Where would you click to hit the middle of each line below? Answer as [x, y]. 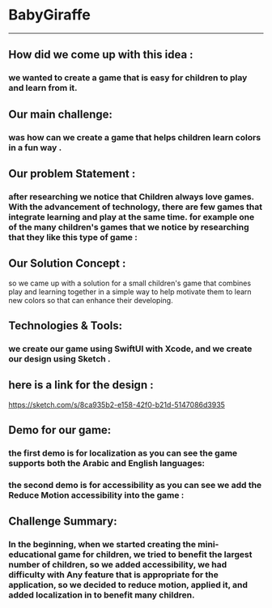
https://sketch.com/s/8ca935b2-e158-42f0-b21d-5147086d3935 [117, 405]
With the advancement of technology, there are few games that [136, 207]
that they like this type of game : [73, 237]
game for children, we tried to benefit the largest [155, 554]
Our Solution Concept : [67, 264]
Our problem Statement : [72, 173]
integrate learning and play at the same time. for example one [132, 216]
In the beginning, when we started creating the [102, 545]
